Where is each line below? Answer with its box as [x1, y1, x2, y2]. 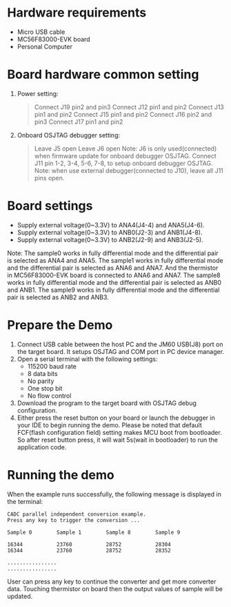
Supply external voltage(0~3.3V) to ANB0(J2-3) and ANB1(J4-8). [17, 228, 203, 236]
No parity [27, 377, 54, 385]
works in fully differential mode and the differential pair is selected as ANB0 [7, 278, 222, 286]
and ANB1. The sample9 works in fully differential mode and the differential [7, 286, 220, 294]
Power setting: [17, 89, 59, 97]
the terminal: [7, 497, 43, 505]
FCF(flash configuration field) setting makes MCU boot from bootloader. [17, 428, 222, 436]
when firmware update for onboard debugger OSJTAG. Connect [34, 151, 217, 160]
